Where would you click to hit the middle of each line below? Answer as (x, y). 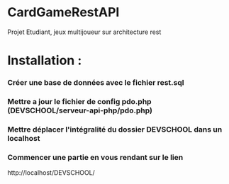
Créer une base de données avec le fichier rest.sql (96, 83)
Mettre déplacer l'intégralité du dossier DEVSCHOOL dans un (115, 130)
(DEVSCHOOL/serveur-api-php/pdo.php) (80, 110)
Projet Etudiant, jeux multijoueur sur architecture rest (84, 32)
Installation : (45, 61)
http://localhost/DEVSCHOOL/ (51, 173)
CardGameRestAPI (63, 12)
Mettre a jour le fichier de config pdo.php (79, 101)
